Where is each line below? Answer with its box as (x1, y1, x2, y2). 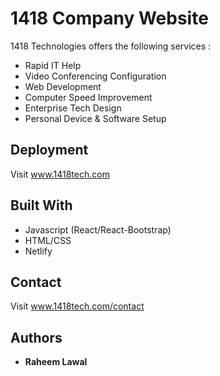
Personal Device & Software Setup (24, 112, 167, 124)
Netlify (24, 245, 53, 257)
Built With (10, 197, 73, 214)
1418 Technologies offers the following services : (10, 40, 212, 52)
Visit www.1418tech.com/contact (10, 300, 145, 312)
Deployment (10, 142, 89, 159)
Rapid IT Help (24, 59, 82, 71)
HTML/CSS (24, 234, 72, 246)
